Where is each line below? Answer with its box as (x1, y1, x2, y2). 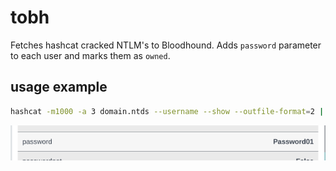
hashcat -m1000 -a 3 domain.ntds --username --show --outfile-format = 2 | (10, 106, 325, 116)
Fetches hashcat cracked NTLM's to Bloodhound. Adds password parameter (10, 39, 322, 51)
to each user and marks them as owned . (10, 49, 171, 61)
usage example (10, 79, 108, 96)
